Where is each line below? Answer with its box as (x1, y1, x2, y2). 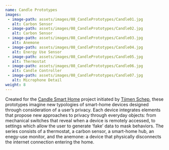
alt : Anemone (12, 40, 39, 45)
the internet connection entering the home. (5, 139, 95, 145)
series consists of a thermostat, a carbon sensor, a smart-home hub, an (5, 128, 154, 134)
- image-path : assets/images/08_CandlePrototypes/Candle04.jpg (7, 45, 143, 50)
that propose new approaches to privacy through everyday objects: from (5, 112, 156, 118)
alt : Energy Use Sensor (12, 49, 62, 54)
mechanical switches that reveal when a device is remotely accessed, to (5, 117, 155, 123)
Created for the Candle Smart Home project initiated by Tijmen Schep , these (5, 96, 164, 102)
